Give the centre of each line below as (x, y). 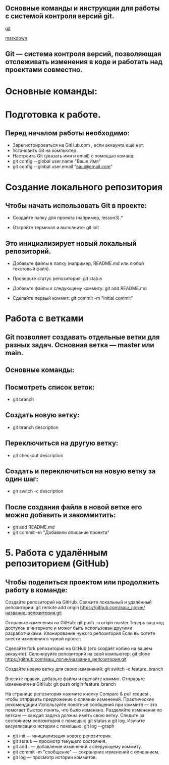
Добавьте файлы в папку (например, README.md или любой (78, 263)
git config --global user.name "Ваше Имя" (57, 161)
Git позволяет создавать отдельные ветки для (82, 337)
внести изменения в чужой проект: (43, 639)
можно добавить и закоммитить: (61, 515)
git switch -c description (38, 491)
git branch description (36, 427)
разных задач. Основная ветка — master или (80, 345)
